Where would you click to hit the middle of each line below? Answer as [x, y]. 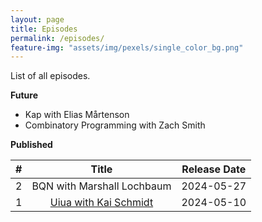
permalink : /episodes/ [57, 38]
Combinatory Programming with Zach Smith [115, 125]
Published [31, 145]
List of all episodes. [50, 76]
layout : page [37, 19]
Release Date [214, 169]
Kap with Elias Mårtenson [77, 115]
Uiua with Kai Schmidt [101, 203]
